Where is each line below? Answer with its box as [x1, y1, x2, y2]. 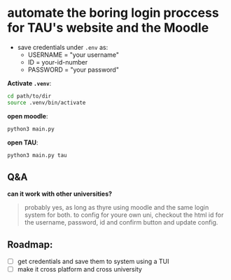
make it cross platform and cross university [17, 265, 142, 274]
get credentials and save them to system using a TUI [17, 258, 169, 266]
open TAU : [7, 138, 38, 147]
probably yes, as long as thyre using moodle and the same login [24, 204, 209, 212]
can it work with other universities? [7, 189, 113, 198]
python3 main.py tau [7, 152, 68, 159]
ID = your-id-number [27, 58, 88, 66]
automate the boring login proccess [7, 5, 219, 21]
